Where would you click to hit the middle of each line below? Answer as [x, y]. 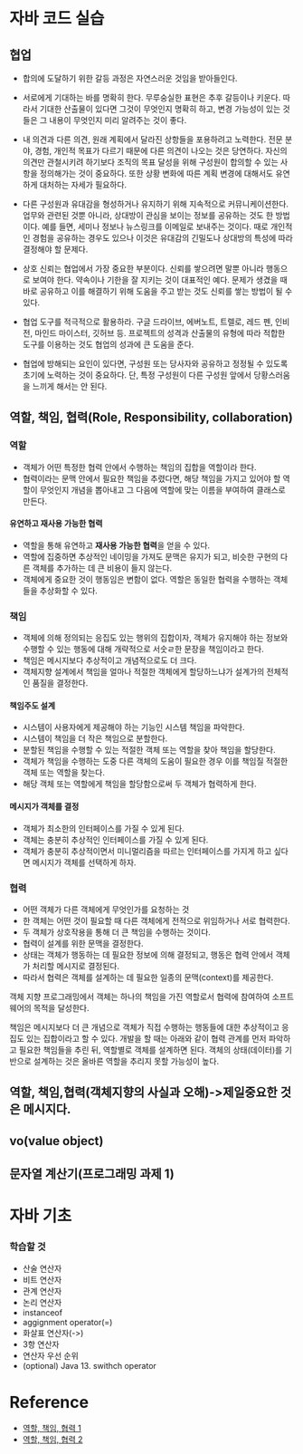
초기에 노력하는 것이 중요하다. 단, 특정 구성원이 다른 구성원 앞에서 [137, 375]
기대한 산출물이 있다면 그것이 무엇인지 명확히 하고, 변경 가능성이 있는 [160, 109]
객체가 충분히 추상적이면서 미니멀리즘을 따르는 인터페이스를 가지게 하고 [147, 851]
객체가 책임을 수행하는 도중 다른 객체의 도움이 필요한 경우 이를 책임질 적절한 [155, 761]
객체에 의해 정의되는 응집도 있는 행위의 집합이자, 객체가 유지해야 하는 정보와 [155, 638]
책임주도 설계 [33, 705]
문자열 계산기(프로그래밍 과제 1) [92, 1174]
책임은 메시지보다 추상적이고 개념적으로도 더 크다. [109, 660]
